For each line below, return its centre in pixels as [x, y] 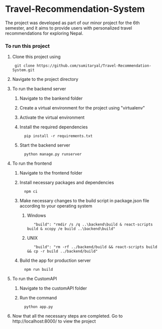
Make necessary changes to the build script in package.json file [84, 201]
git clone [25, 66]
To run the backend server [39, 89]
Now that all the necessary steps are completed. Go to [67, 316]
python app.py [38, 307]
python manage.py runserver [53, 154]
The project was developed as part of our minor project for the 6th [73, 23]
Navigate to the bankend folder [51, 98]
